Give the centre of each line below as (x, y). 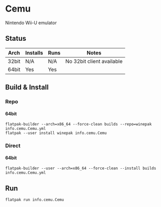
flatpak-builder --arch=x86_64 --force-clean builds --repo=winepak (78, 124)
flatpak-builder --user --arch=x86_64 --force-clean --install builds (81, 168)
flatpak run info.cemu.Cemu (35, 200)
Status (16, 39)
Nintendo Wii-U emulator (31, 23)
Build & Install (27, 87)
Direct (13, 146)
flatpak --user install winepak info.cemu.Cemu (56, 133)
